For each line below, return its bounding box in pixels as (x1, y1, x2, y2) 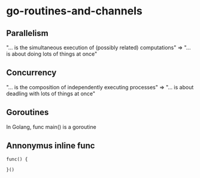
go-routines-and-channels (6, 4, 143, 18)
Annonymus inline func (6, 141, 95, 151)
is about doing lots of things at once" (6, 50, 98, 58)
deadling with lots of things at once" (6, 90, 96, 97)
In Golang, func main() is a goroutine (6, 123, 97, 130)
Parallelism (6, 28, 49, 38)
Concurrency (6, 68, 57, 78)
